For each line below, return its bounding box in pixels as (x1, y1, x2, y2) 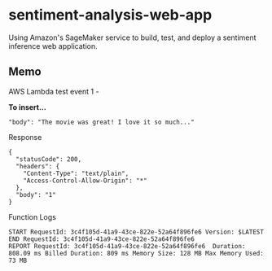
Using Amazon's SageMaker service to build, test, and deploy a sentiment (8, 33, 257, 42)
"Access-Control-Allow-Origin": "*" (23, 177, 148, 185)
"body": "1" (15, 190, 57, 199)
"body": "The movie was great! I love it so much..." (8, 118, 195, 126)
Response (8, 132, 42, 142)
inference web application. (8, 41, 98, 50)
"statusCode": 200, (15, 155, 82, 164)
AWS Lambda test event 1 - (8, 86, 99, 96)
